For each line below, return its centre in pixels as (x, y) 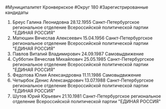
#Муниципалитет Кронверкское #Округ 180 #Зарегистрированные (77, 7)
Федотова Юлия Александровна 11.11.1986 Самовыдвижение (77, 75)
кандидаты (17, 12)
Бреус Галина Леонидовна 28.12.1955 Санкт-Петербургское (76, 22)
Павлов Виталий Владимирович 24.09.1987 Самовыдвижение (78, 54)
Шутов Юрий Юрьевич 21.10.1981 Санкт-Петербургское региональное (86, 96)
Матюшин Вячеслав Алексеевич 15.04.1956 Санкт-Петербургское (83, 38)
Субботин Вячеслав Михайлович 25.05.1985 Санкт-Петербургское (83, 59)
